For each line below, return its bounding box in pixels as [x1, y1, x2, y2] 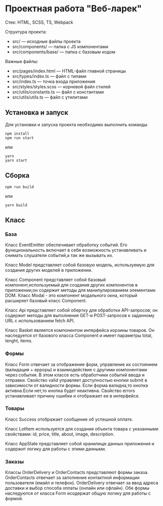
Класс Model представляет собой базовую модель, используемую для [5, 262, 155, 268]
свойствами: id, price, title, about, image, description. [5, 431, 114, 437]
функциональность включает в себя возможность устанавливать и [5, 247, 147, 253]
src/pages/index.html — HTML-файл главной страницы [12, 68, 126, 74]
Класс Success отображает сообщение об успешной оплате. [5, 416, 134, 422]
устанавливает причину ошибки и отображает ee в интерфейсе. [5, 393, 140, 398]
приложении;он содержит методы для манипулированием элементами [5, 287, 156, 293]
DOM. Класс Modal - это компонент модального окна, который [5, 292, 137, 298]
